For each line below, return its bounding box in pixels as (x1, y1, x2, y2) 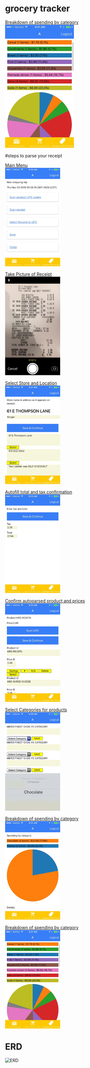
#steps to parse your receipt (5, 153, 63, 158)
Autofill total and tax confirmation (5, 489, 72, 495)
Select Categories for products (5, 707, 67, 713)
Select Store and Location (5, 380, 57, 386)
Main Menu (5, 162, 28, 168)
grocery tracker (5, 3, 70, 14)
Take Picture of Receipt (5, 271, 52, 277)
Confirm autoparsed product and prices (5, 597, 85, 603)
